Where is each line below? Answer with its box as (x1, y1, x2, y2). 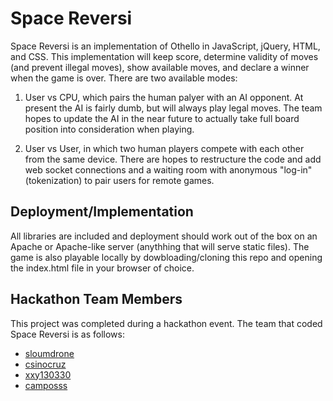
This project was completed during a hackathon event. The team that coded (10, 317, 323, 329)
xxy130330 (24, 368, 72, 381)
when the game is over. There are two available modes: (10, 72, 238, 84)
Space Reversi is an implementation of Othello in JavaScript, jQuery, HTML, (10, 40, 321, 52)
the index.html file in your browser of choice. (10, 262, 195, 274)
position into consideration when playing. (24, 123, 195, 135)
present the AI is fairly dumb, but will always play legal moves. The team (24, 102, 323, 114)
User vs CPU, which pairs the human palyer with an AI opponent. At (24, 91, 304, 103)
